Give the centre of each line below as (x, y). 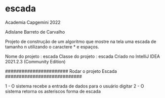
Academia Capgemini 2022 (33, 22)
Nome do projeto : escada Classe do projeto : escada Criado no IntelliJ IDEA (82, 56)
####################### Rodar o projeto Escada (61, 71)
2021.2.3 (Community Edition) (35, 61)
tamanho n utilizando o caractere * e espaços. (52, 47)
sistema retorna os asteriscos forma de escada (53, 91)
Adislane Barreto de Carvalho (35, 32)
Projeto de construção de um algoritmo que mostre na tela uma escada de (81, 41)
